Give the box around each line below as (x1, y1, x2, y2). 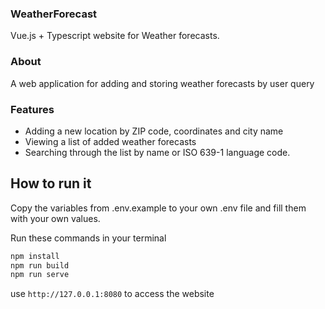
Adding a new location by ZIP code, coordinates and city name (24, 125, 284, 137)
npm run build (10, 260, 70, 271)
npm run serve (10, 270, 70, 280)
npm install (10, 251, 60, 261)
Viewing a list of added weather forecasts (24, 135, 197, 147)
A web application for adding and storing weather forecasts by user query (10, 77, 315, 89)
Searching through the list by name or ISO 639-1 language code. (24, 146, 291, 158)
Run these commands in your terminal (10, 232, 167, 244)
